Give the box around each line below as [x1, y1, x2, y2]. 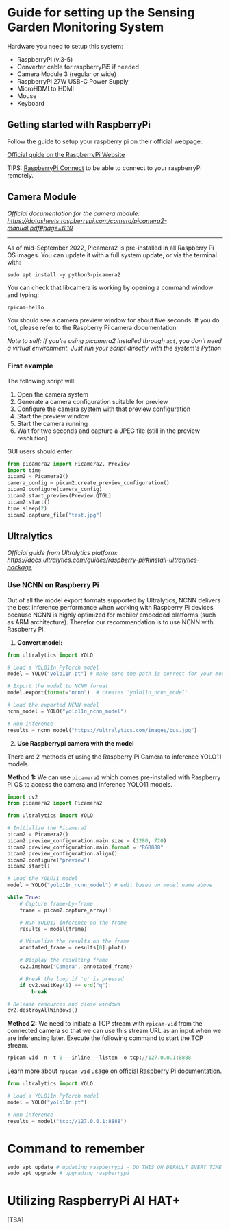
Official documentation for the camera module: [7, 209, 140, 217]
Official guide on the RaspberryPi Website [7, 150, 125, 158]
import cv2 [7, 794, 38, 801]
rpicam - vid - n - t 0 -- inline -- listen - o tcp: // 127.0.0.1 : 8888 [7, 1054, 192, 1061]
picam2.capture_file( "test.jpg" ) [7, 511, 103, 519]
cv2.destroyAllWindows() [7, 1007, 78, 1014]
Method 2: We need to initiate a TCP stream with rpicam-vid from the [7, 1019, 203, 1028]
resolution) [16, 434, 48, 442]
